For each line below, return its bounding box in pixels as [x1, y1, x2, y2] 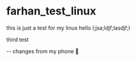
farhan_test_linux [6, 4, 97, 18]
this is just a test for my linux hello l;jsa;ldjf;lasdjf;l [6, 24, 131, 31]
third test [6, 36, 29, 43]
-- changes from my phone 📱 [6, 47, 79, 55]
